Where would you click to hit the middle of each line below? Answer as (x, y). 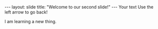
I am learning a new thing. (30, 22)
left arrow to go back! (26, 12)
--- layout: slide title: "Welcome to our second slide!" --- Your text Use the (79, 7)
